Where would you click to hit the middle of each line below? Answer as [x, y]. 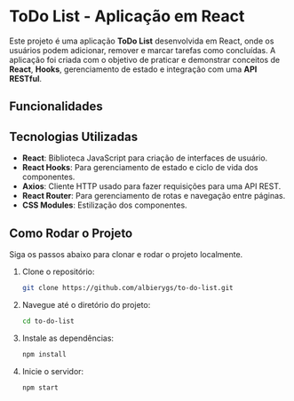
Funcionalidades [56, 107]
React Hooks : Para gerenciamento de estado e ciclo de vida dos [140, 168]
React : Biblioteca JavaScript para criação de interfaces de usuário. [145, 158]
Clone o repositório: [58, 271]
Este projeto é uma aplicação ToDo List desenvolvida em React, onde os [142, 41]
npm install [44, 354]
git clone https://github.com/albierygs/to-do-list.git [127, 287]
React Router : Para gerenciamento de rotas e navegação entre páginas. [154, 196]
